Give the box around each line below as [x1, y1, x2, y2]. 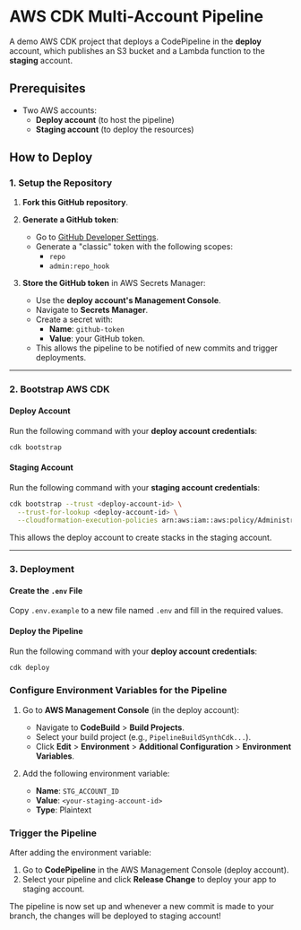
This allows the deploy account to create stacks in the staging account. [9, 532, 272, 543]
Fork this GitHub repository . [21, 197, 128, 208]
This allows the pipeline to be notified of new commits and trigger [35, 343, 279, 353]
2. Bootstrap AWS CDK [9, 383, 110, 395]
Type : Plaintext [35, 804, 92, 815]
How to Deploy [9, 150, 93, 165]
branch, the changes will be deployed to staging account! [9, 910, 221, 921]
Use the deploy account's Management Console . [35, 295, 221, 306]
